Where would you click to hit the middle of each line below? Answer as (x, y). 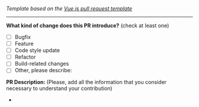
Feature (24, 44)
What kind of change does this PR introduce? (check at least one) (88, 25)
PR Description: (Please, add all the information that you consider (86, 82)
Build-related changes (42, 64)
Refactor (25, 57)
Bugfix (23, 37)
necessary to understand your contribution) (59, 89)
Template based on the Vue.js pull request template (69, 9)
